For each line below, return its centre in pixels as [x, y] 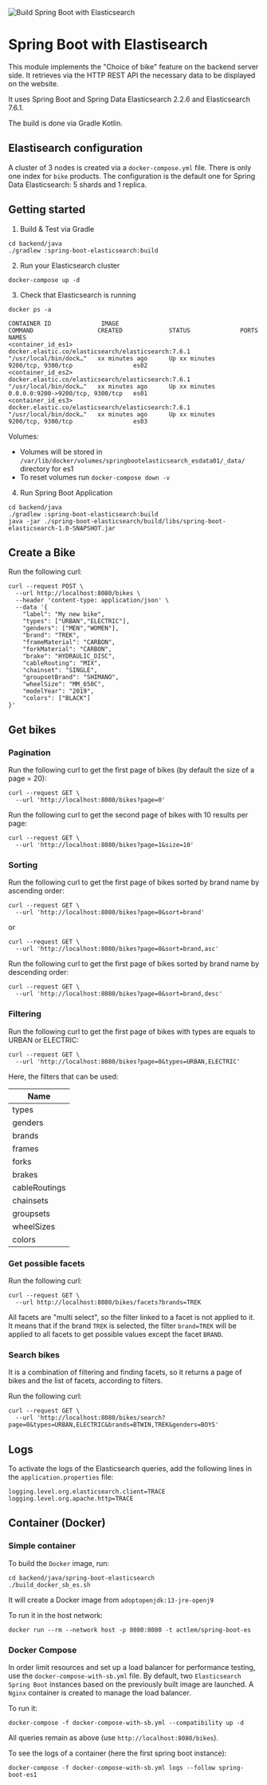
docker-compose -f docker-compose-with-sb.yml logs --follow [112, 1768]
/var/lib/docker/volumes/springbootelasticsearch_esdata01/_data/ [132, 461]
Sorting [23, 865]
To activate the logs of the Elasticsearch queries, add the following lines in [130, 1469]
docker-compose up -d [44, 280]
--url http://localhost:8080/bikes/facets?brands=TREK [108, 1302]
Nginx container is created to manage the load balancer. [100, 1693]
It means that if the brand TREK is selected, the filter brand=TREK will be [123, 1326]
